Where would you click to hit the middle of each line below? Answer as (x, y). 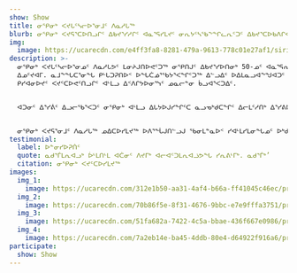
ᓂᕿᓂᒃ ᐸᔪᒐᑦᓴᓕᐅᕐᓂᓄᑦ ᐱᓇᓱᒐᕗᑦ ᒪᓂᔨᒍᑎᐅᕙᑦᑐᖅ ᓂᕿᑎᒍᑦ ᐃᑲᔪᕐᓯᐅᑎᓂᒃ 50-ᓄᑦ (140, 67)
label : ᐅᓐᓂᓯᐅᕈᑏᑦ (49, 147)
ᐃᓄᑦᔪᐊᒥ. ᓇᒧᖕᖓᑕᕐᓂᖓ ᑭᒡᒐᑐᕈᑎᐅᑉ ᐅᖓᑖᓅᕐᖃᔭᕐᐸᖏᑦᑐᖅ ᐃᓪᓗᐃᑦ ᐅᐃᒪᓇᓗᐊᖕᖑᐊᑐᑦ (151, 75)
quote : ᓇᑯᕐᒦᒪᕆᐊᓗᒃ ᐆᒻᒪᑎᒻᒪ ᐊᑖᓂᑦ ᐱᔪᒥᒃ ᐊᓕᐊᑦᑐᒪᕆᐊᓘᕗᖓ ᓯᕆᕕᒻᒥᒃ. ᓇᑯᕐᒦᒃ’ (144, 156)
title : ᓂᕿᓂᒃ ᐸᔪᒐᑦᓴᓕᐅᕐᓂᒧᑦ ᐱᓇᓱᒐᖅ (72, 26)
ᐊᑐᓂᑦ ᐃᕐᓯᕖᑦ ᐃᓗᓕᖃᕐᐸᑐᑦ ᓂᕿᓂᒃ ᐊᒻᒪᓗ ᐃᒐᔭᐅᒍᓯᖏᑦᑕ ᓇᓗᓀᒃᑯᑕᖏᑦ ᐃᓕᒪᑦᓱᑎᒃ (142, 107)
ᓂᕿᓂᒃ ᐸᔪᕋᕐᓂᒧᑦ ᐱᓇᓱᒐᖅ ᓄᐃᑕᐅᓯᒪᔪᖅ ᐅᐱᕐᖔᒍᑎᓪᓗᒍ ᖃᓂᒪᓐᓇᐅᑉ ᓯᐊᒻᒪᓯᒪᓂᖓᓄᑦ (145, 131)
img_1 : (29, 180)
